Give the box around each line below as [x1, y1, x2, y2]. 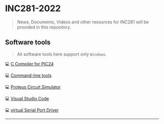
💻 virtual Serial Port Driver [5, 107, 59, 113]
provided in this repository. [17, 24, 71, 30]
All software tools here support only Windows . [17, 51, 107, 57]
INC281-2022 [5, 3, 61, 14]
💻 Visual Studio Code [5, 95, 49, 101]
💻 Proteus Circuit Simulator [5, 84, 61, 90]
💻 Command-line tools [5, 72, 52, 78]
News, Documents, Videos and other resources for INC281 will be [17, 19, 149, 25]
